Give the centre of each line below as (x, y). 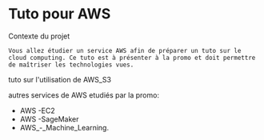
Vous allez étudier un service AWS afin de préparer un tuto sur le (125, 50)
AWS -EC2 (37, 110)
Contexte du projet (39, 36)
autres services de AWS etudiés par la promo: (84, 95)
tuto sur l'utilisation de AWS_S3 (60, 79)
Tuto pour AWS (60, 14)
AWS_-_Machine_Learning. (64, 127)
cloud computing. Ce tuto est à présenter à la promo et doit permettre (132, 58)
